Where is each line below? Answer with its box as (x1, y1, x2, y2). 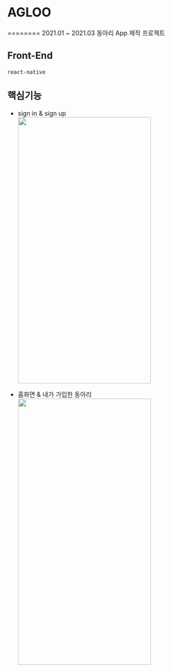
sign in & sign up (17, 109, 67, 117)
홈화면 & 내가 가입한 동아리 (17, 390, 92, 399)
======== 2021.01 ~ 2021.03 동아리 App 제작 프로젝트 (7, 28, 166, 37)
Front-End (7, 50, 53, 62)
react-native (7, 68, 46, 75)
